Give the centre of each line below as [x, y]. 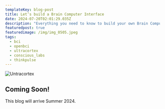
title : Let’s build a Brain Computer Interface [55, 14]
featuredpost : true [25, 28]
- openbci [19, 46]
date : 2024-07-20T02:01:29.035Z [38, 19]
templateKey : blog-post [29, 10]
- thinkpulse [23, 60]
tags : [11, 37]
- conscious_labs [27, 55]
